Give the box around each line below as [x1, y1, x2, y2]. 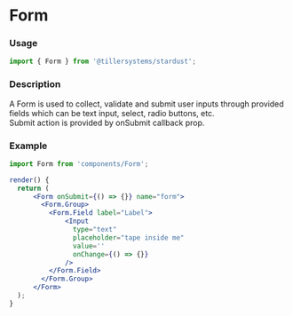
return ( [17, 184, 50, 193]
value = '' [72, 241, 105, 250]
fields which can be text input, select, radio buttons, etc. [9, 107, 215, 118]
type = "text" [72, 225, 117, 234]
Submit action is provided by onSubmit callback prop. [9, 117, 205, 128]
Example [9, 139, 48, 152]
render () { [9, 175, 50, 185]
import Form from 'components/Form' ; [9, 159, 149, 169]
